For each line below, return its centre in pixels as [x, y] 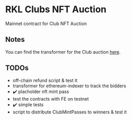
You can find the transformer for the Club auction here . [63, 52]
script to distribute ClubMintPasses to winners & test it [70, 112]
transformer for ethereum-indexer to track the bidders [69, 86]
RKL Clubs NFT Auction [56, 9]
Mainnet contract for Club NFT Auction [46, 23]
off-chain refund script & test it [45, 80]
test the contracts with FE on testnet [51, 99]
